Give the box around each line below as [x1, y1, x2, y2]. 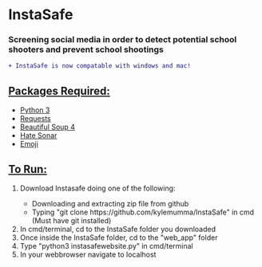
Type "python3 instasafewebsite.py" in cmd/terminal [19, 241, 193, 250]
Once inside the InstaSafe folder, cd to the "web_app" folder [19, 233, 218, 242]
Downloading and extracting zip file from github [31, 198, 189, 208]
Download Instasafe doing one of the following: [19, 183, 176, 193]
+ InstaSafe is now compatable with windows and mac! [8, 62, 192, 70]
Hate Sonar [19, 131, 58, 140]
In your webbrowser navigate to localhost [19, 249, 157, 259]
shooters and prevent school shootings [8, 44, 164, 55]
